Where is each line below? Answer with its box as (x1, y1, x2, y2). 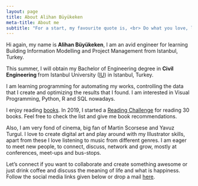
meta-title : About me (6, 19, 60, 25)
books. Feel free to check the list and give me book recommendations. (6, 113, 177, 120)
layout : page (6, 8, 38, 15)
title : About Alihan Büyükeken (6, 14, 83, 20)
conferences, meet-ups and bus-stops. (6, 150, 101, 157)
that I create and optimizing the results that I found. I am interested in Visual (6, 89, 190, 96)
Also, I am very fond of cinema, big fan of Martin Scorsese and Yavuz (6, 124, 175, 131)
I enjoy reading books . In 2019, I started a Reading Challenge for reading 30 (6, 107, 190, 114)
